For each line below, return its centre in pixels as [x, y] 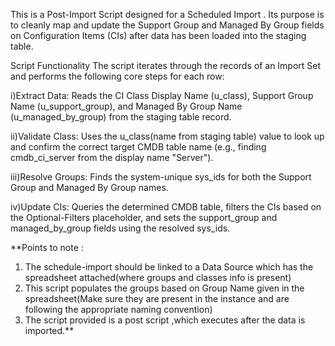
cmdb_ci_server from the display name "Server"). [112, 157]
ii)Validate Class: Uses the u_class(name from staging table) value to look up [167, 136]
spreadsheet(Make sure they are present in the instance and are [157, 298]
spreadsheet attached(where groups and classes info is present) [158, 277]
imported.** [49, 330]
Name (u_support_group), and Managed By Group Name [126, 106]
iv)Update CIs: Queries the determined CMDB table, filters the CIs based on [166, 207]
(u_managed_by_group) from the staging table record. [121, 117]
